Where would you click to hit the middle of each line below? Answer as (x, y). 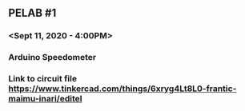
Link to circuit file (43, 79)
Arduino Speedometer (52, 57)
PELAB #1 (32, 13)
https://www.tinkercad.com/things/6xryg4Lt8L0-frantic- (122, 89)
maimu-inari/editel (45, 99)
